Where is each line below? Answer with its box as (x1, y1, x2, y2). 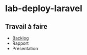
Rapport (12, 40, 29, 46)
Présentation (12, 46, 38, 51)
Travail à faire (5, 22, 48, 31)
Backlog (12, 35, 29, 41)
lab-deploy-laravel (5, 3, 83, 14)
